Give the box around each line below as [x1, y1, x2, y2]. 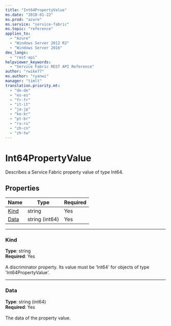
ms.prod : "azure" [5, 17, 42, 22]
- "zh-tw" [10, 130, 31, 135]
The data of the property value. [5, 315, 71, 321]
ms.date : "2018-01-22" [5, 12, 53, 17]
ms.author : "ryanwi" [5, 74, 49, 79]
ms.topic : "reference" [5, 26, 53, 32]
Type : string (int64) [5, 299, 46, 305]
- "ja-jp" [10, 107, 31, 112]
